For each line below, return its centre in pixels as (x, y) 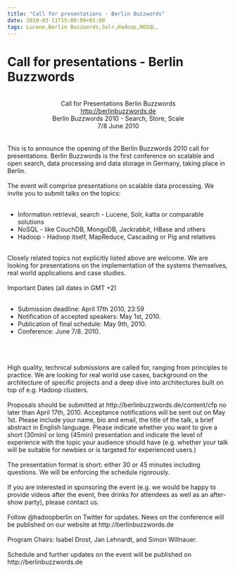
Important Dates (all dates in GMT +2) (62, 288)
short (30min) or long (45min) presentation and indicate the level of (105, 435)
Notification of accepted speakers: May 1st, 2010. (89, 317)
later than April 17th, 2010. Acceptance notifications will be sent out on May (116, 413)
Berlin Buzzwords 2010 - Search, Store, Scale (118, 119)
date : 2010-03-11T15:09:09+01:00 (56, 20)
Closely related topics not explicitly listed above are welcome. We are (108, 258)
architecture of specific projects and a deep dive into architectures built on (115, 383)
